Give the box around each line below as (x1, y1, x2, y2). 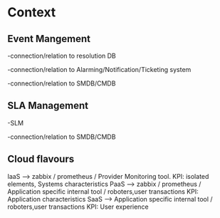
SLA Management (7, 100, 89, 112)
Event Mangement (7, 33, 91, 45)
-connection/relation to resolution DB (7, 51, 116, 60)
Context (7, 4, 56, 21)
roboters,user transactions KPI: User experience (7, 202, 149, 211)
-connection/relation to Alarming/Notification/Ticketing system (7, 66, 192, 73)
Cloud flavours (7, 153, 75, 165)
